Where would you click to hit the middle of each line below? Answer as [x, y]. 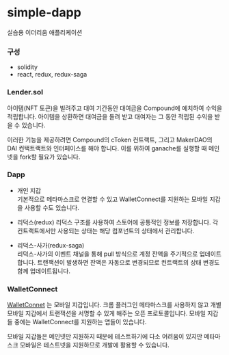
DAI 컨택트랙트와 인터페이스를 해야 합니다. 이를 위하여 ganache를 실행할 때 [107, 148]
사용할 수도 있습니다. [52, 207]
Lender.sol [25, 92]
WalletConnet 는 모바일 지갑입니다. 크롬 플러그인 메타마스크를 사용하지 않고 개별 [114, 305]
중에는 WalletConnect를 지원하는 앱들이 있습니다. [80, 322]
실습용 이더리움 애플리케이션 [45, 32]
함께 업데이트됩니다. [43, 271]
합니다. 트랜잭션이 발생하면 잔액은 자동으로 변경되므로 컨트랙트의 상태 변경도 [118, 262]
